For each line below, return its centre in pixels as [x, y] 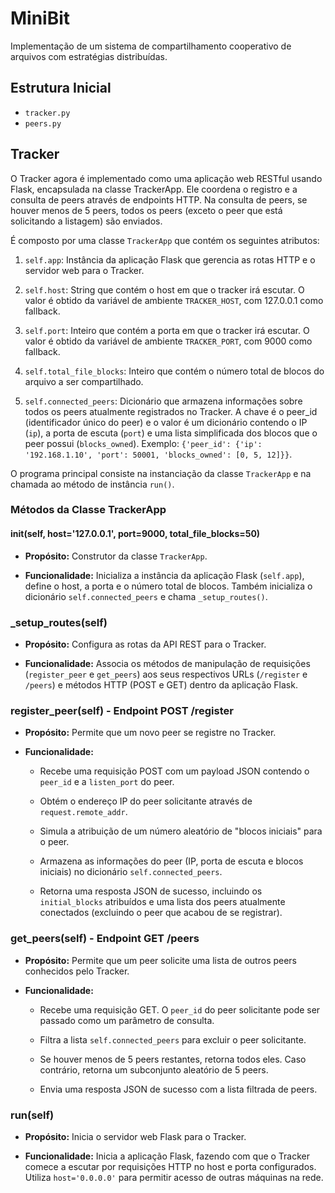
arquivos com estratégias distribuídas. [89, 56]
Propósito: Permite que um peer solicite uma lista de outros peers [161, 960]
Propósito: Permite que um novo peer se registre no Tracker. [150, 733]
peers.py [43, 123]
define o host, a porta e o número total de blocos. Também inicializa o [168, 586]
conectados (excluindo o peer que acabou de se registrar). [161, 913]
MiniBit [40, 18]
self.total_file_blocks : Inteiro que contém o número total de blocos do [174, 371]
